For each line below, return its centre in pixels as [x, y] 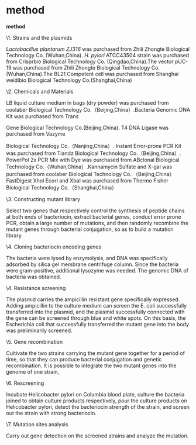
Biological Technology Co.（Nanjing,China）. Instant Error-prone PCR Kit [94, 146]
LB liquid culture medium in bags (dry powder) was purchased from [87, 102]
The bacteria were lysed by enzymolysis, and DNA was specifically [87, 258]
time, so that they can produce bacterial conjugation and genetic [84, 359]
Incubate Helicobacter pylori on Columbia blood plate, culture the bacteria [95, 394]
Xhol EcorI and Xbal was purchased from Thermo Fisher [101, 180]
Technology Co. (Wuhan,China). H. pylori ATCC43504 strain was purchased [97, 55]
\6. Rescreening [25, 383]
